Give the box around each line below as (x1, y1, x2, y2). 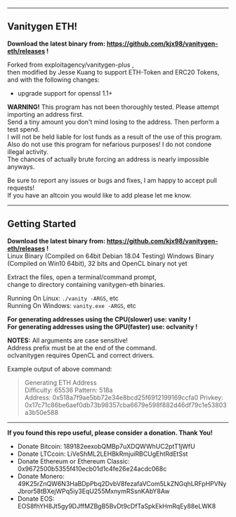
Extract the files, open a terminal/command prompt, (7, 272, 157, 281)
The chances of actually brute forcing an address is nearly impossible (7, 155, 209, 163)
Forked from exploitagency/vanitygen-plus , (7, 60, 134, 69)
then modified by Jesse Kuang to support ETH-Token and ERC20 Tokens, (7, 68, 220, 76)
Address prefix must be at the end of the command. (7, 343, 157, 352)
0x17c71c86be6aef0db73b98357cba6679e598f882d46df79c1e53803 (24, 400, 227, 409)
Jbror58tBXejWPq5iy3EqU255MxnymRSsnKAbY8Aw (17, 487, 170, 495)
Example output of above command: (7, 364, 112, 373)
